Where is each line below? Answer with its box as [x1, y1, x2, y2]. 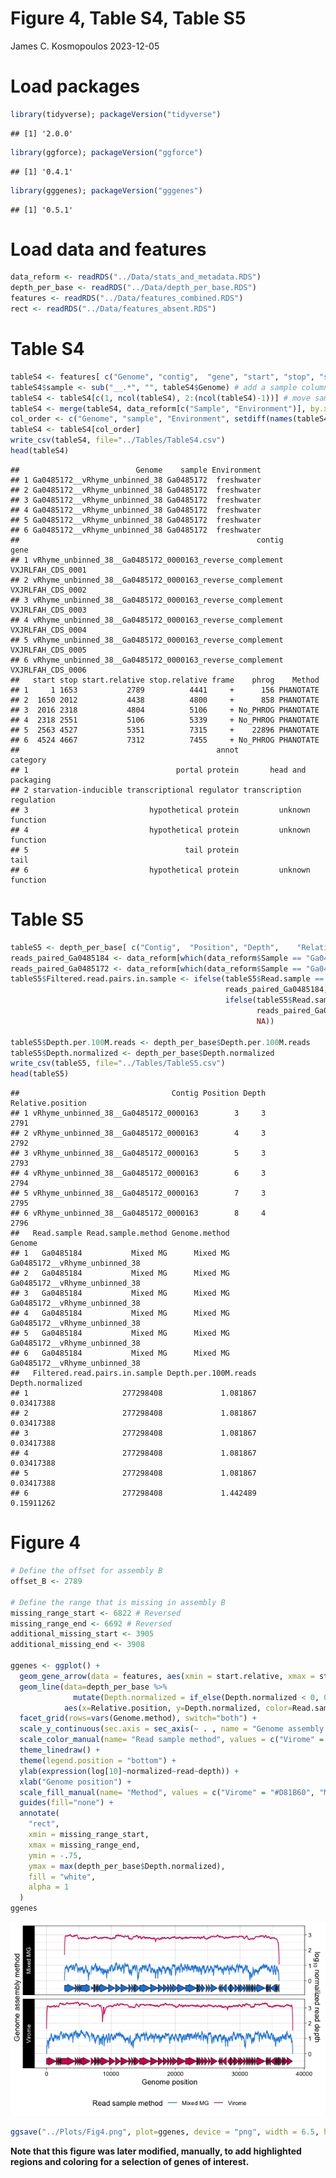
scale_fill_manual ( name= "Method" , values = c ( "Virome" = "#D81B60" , [19, 1787, 315, 1797]
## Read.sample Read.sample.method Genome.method [10, 1228, 230, 1239]
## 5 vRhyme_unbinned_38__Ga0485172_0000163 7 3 [10, 1188, 267, 1199]
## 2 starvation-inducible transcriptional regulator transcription [10, 785, 302, 795]
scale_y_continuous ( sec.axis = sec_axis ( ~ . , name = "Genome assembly [19, 1724, 325, 1734]
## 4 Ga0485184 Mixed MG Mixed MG [10, 1308, 230, 1319]
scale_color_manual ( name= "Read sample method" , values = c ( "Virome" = [19, 1735, 325, 1745]
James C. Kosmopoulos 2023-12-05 [10, 40, 160, 52]
